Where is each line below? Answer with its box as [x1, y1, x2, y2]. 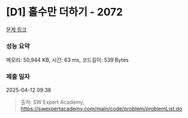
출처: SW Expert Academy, [20, 98, 85, 106]
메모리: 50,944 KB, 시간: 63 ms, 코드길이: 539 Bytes [6, 56, 129, 63]
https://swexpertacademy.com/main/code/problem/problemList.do [20, 105, 183, 112]
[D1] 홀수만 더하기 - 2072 [6, 5, 123, 19]
